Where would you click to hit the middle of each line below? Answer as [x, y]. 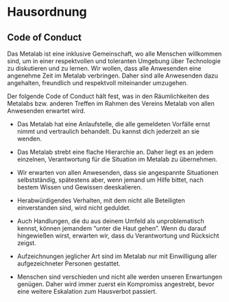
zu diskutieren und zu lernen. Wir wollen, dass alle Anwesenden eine [104, 68]
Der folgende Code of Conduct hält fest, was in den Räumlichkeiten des [108, 96]
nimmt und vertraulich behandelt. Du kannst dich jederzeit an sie [108, 131]
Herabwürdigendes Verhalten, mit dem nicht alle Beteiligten [101, 200]
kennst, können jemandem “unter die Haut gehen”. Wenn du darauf [112, 228]
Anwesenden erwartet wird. [46, 111]
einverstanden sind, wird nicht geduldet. [74, 208]
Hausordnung [47, 12]
